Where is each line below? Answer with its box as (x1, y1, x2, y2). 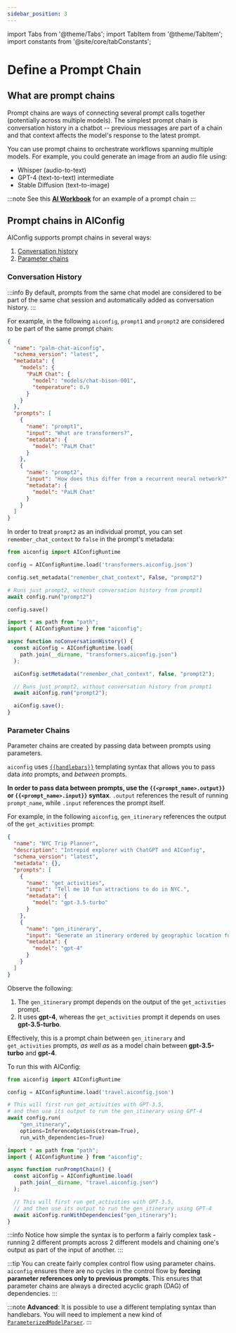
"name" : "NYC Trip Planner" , (13, 840, 99, 848)
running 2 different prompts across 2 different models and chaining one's (7, 1238, 219, 1247)
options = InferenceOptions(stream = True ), (20, 1127, 140, 1134)
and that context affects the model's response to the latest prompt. (7, 131, 202, 139)
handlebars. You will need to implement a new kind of (7, 1310, 163, 1319)
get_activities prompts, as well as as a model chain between (7, 1041, 188, 1050)
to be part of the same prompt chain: (7, 324, 114, 333)
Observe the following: (7, 984, 73, 992)
